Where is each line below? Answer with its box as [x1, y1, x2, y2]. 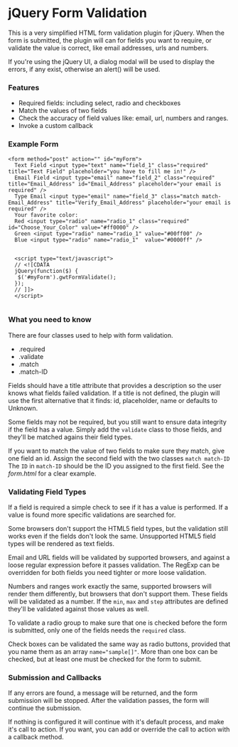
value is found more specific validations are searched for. [8, 510, 176, 520]
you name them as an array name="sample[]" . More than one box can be [8, 647, 218, 656]
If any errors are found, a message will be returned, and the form [8, 689, 198, 697]
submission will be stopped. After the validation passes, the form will [8, 697, 209, 705]
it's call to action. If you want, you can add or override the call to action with [8, 725, 230, 733]
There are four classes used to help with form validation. [8, 330, 173, 339]
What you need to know [8, 315, 92, 325]
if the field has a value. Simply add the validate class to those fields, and [8, 425, 222, 434]
